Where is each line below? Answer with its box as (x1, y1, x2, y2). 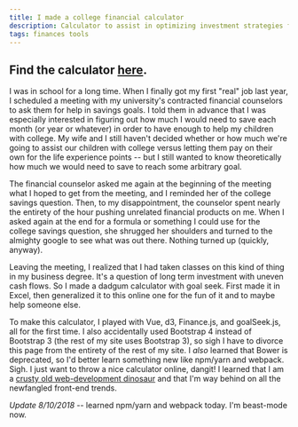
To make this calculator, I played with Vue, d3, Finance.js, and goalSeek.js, (9, 317, 281, 328)
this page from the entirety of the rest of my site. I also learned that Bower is (9, 345, 288, 356)
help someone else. (9, 299, 82, 311)
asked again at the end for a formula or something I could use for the (9, 217, 261, 227)
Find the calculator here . (9, 62, 148, 77)
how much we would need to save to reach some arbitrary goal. (9, 162, 242, 172)
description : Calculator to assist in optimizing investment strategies (9, 21, 284, 30)
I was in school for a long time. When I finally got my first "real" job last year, (9, 86, 288, 97)
